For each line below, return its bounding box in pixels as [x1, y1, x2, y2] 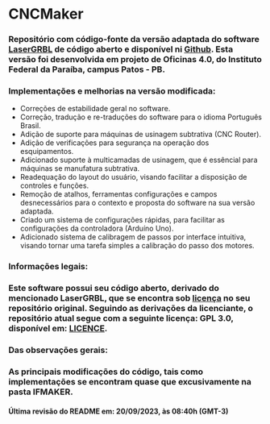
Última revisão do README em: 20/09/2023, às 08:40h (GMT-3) [8, 406, 229, 416]
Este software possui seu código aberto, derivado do [8, 283, 220, 294]
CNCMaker [8, 5, 84, 23]
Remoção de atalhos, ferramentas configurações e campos [19, 189, 218, 199]
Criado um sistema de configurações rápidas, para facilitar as [19, 215, 226, 225]
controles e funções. [19, 181, 89, 190]
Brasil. [19, 121, 42, 131]
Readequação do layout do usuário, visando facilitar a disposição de [19, 173, 247, 182]
